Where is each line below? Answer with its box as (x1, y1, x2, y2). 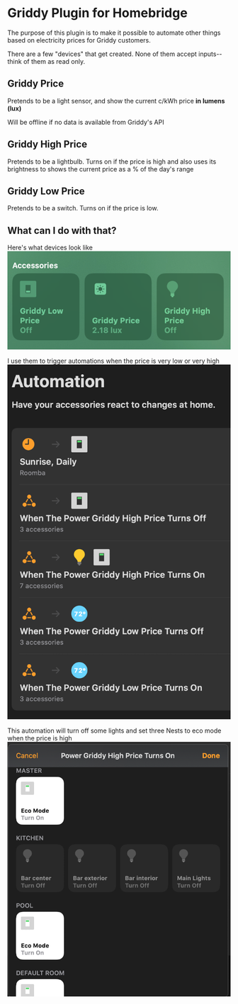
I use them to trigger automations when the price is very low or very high (7, 356, 220, 366)
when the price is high (7, 733, 72, 742)
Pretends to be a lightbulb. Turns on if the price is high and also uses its (7, 157, 217, 166)
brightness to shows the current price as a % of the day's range (7, 164, 194, 173)
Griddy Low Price (7, 185, 85, 197)
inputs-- (198, 50, 222, 58)
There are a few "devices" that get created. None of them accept (7, 50, 197, 58)
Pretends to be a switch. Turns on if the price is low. (7, 204, 159, 213)
